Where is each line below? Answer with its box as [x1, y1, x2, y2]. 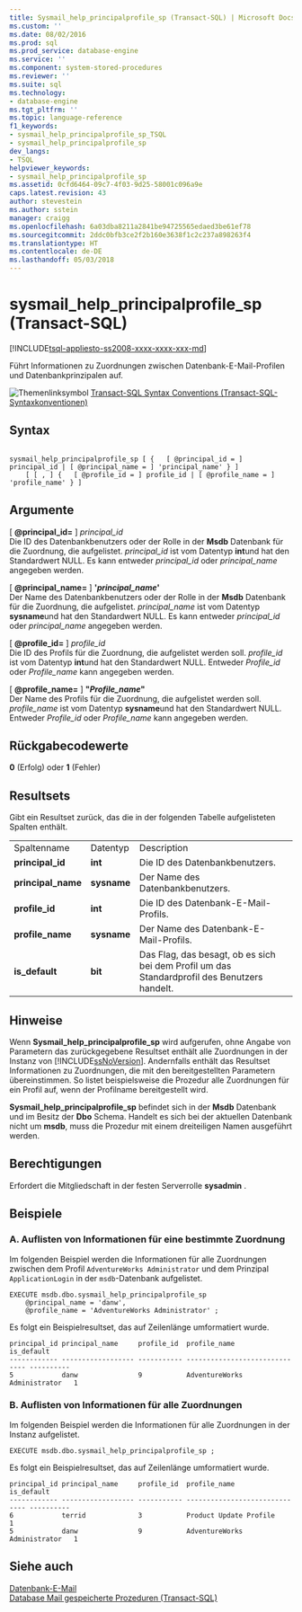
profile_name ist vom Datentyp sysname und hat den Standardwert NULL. [9, 703, 282, 713]
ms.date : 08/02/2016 [9, 30, 87, 39]
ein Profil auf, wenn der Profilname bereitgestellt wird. [9, 1085, 209, 1094]
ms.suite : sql [9, 80, 63, 89]
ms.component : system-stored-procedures [9, 64, 164, 73]
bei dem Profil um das [138, 960, 232, 972]
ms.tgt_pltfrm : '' [9, 105, 78, 114]
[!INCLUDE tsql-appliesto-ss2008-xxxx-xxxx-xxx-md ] [9, 342, 207, 353]
